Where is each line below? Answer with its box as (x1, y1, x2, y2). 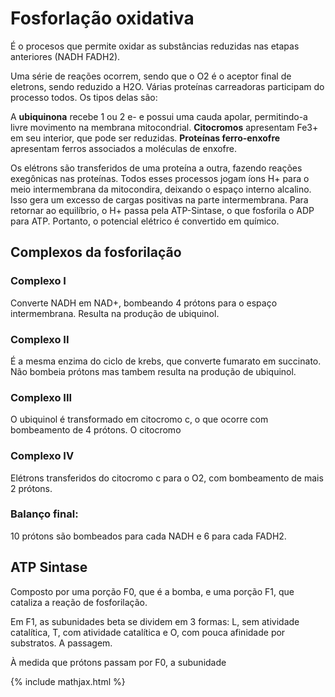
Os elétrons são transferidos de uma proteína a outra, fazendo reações (10, 162, 303, 174)
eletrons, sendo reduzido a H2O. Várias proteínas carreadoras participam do (10, 80, 325, 92)
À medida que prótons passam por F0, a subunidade (10, 656, 227, 668)
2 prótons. (10, 482, 53, 494)
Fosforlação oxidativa (10, 7, 195, 30)
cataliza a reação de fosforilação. (10, 596, 148, 608)
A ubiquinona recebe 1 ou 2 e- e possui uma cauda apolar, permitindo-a (10, 110, 308, 122)
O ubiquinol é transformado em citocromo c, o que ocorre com (10, 413, 269, 426)
